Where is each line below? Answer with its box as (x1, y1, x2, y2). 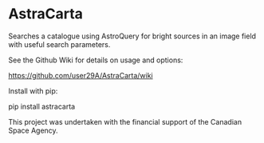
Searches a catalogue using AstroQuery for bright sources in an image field (8, 31, 257, 41)
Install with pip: (8, 85, 58, 96)
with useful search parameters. (8, 39, 111, 49)
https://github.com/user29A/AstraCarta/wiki (8, 70, 153, 80)
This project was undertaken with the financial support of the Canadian (8, 117, 242, 126)
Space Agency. (8, 125, 58, 135)
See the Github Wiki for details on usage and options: (8, 55, 183, 65)
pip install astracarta (8, 101, 76, 111)
